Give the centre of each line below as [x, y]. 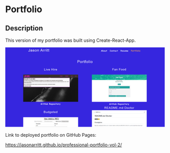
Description [24, 28]
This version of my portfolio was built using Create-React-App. [71, 40]
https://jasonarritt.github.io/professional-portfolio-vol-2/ [64, 145]
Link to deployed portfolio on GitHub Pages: [51, 135]
